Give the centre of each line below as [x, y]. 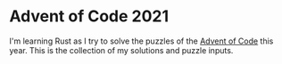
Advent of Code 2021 [89, 16]
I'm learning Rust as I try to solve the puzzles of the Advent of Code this [141, 41]
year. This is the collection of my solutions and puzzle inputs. [121, 50]
